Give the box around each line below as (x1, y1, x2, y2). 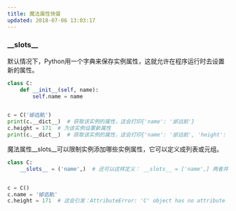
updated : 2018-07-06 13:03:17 (7, 17, 96, 24)
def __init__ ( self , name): (20, 86, 99, 94)
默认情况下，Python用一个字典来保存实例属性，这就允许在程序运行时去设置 (7, 57, 225, 65)
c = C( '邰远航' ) (7, 112, 52, 119)
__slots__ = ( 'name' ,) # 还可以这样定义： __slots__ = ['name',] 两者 (20, 165, 223, 172)
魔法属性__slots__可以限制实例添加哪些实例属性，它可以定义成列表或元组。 (7, 145, 223, 153)
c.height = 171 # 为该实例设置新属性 (7, 124, 111, 132)
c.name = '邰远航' (7, 191, 58, 198)
